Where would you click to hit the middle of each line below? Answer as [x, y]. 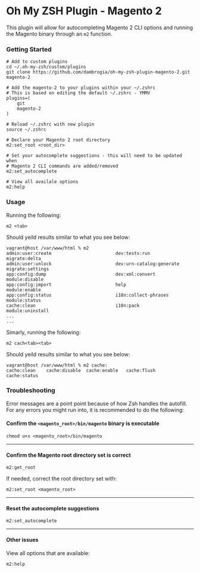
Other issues [22, 540]
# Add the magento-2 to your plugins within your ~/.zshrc [81, 88]
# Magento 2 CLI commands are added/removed [62, 166]
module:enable [24, 290]
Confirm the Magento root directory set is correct [68, 455]
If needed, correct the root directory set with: [62, 479]
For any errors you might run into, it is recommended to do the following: [95, 409]
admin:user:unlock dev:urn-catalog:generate [93, 264]
